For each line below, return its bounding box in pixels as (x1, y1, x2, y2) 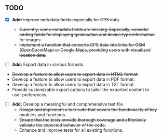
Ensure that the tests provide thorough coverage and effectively (19, 117, 146, 123)
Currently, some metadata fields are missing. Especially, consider (19, 26, 149, 32)
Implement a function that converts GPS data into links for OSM (19, 42, 146, 47)
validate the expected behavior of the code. (19, 122, 106, 128)
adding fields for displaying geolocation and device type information (19, 31, 155, 37)
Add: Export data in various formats (12, 61, 83, 67)
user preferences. (12, 92, 48, 97)
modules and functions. (19, 112, 67, 118)
